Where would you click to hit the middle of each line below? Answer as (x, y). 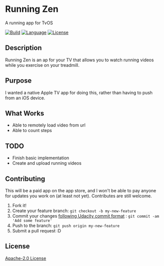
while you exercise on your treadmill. (42, 65)
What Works (25, 113)
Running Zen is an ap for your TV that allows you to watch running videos (80, 60)
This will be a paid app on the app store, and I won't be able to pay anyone (81, 191)
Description (23, 48)
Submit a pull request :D (37, 231)
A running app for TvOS (29, 23)
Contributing (25, 179)
